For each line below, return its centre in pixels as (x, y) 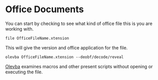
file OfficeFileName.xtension (37, 38)
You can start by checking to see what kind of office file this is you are (79, 23)
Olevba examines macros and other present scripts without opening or (79, 66)
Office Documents (44, 9)
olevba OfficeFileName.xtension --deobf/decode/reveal (65, 57)
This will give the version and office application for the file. (67, 47)
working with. (20, 29)
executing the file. (24, 72)
